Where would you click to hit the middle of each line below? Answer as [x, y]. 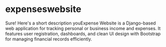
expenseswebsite [43, 9]
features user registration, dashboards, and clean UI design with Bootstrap [83, 33]
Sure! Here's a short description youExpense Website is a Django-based [80, 23]
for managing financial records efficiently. [49, 39]
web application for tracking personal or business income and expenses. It [83, 28]
